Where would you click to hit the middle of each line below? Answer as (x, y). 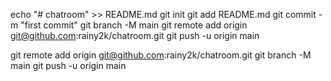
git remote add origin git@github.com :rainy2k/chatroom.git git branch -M (161, 55)
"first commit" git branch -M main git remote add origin (134, 25)
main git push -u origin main (68, 65)
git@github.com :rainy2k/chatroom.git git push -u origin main (135, 35)
